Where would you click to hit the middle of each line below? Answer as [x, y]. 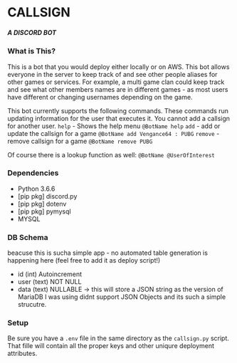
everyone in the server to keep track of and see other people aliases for [112, 74]
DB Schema [28, 237]
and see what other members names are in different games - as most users [118, 89]
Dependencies [33, 173]
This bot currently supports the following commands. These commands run [118, 110]
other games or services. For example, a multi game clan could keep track [116, 82]
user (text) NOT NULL [49, 282]
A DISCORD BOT [32, 32]
